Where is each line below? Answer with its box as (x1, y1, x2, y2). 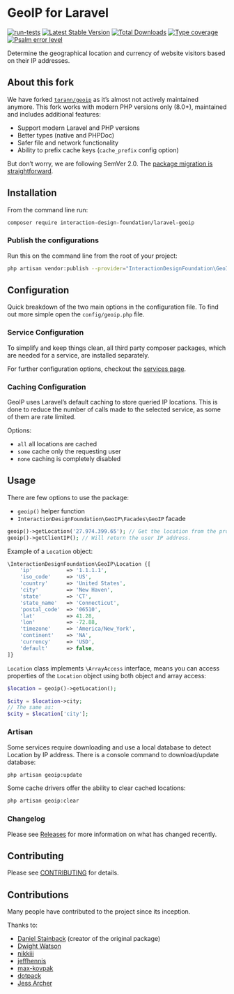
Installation (7, 187, 57, 199)
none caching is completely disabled (17, 455, 121, 463)
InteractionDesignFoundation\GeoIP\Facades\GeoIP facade (17, 514, 186, 522)
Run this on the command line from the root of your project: (7, 251, 178, 260)
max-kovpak (17, 964, 54, 972)
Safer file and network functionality (17, 138, 119, 147)
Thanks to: (7, 921, 38, 930)
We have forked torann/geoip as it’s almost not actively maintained (7, 95, 198, 103)
